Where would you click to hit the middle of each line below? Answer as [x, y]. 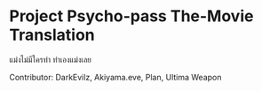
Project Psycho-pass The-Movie [131, 16]
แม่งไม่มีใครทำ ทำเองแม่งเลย [50, 59]
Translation [52, 35]
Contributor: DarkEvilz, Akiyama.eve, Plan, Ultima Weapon [115, 77]
